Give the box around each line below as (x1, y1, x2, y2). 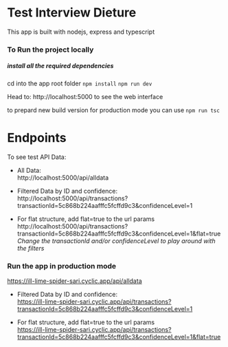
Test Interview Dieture (7, 5, 137, 21)
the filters (16, 244, 45, 252)
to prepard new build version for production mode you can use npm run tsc (7, 105, 220, 114)
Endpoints (7, 130, 67, 146)
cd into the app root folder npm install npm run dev (7, 79, 152, 87)
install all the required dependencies (7, 62, 114, 70)
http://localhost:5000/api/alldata (16, 173, 109, 182)
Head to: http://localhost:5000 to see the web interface (7, 92, 163, 101)
